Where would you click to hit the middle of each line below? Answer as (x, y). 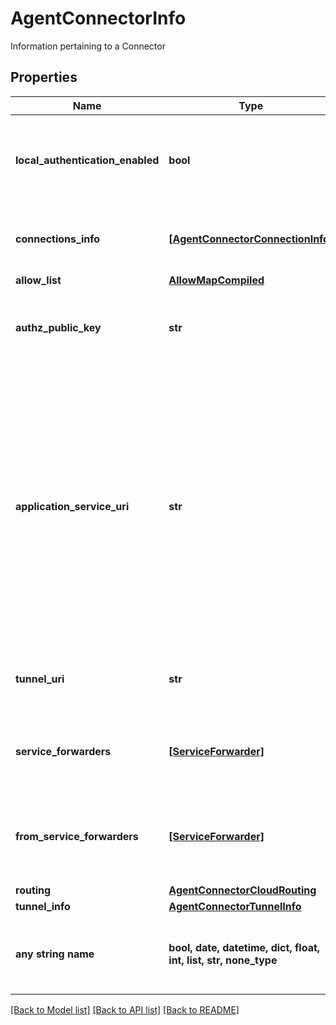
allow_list (38, 280)
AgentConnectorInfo (98, 18)
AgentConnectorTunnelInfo (235, 906)
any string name (55, 954)
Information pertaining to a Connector (88, 46)
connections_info (58, 239)
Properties (44, 77)
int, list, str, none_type (223, 960)
